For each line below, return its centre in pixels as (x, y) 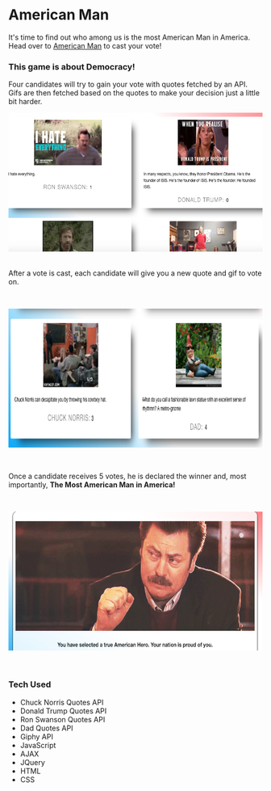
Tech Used (30, 684)
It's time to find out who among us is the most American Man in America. (129, 37)
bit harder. (25, 102)
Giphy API (37, 736)
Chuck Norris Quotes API (62, 702)
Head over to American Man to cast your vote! (85, 45)
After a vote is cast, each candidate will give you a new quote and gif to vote (135, 273)
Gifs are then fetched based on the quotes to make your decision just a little (134, 93)
